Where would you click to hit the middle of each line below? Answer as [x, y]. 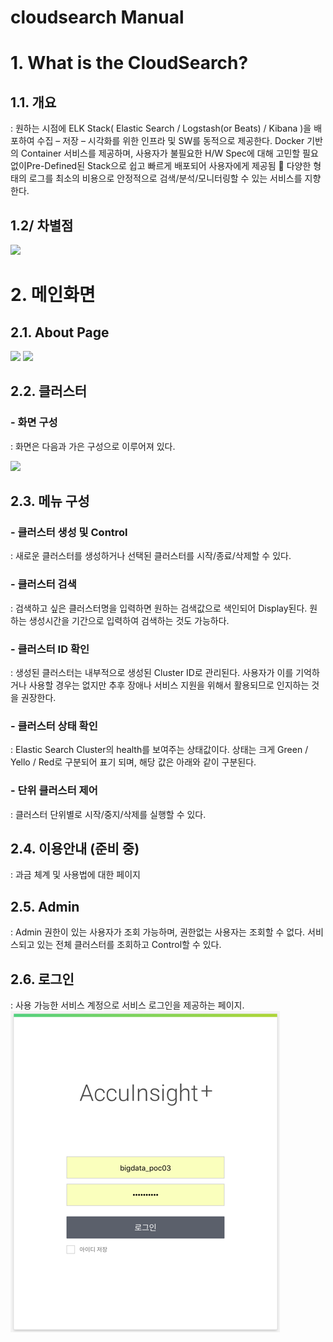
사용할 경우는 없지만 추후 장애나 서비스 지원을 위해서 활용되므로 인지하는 [169, 685]
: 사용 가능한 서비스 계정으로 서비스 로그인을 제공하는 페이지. [127, 1005]
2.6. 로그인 [42, 979]
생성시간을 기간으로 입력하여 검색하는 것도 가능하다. [129, 620]
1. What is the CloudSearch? [129, 63]
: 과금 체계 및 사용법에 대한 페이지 [75, 875]
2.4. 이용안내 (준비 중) [75, 848]
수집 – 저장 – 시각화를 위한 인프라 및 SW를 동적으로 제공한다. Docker [170, 141]
